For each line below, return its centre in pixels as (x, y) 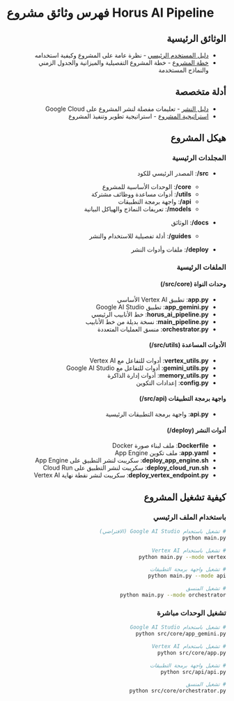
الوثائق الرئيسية (196, 39)
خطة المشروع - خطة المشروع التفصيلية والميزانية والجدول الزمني (124, 63)
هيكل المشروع (198, 138)
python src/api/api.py (193, 672)
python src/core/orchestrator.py (178, 691)
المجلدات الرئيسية (199, 158)
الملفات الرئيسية (201, 268)
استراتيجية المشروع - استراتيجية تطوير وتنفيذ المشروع (139, 116)
